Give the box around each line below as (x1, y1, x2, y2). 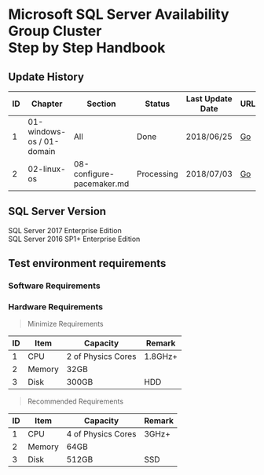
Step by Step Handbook (8, 39, 166, 57)
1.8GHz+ (144, 351, 178, 362)
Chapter (31, 98, 63, 109)
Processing (136, 169, 178, 179)
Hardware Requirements (8, 301, 104, 312)
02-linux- (27, 163, 66, 174)
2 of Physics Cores (66, 351, 137, 362)
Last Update (185, 93, 233, 104)
